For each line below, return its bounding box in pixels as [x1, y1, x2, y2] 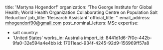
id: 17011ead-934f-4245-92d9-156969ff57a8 [57, 40, 150, 46]
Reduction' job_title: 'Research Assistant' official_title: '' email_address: [5, 15, 151, 20]
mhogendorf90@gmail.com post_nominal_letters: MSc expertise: [5, 20, 139, 26]
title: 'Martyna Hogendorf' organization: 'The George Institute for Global [5, 4, 153, 10]
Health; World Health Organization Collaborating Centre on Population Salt [5, 9, 158, 15]
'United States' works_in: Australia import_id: [12, 35, 105, 41]
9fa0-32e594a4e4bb [12, 40, 56, 46]
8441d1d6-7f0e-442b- [105, 35, 152, 41]
